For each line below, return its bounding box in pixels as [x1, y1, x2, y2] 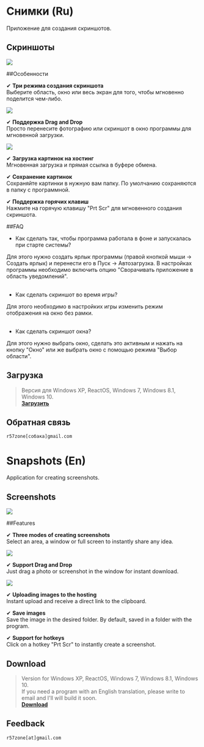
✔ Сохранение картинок [6, 173, 73, 180]
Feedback [6, 718, 45, 729]
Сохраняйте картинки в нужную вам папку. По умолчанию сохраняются [6, 179, 197, 187]
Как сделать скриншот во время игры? [15, 291, 118, 298]
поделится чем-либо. [6, 95, 63, 102]
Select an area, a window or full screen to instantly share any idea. [6, 538, 174, 546]
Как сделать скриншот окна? [15, 328, 92, 335]
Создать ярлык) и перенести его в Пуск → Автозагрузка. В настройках [6, 259, 192, 267]
